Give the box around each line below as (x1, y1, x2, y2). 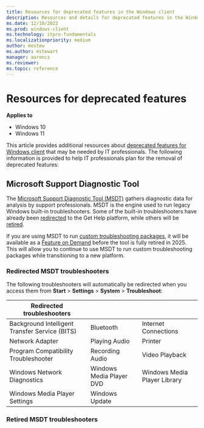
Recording (90, 347, 120, 356)
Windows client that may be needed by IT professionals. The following (6, 148, 182, 156)
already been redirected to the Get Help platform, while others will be (6, 214, 179, 222)
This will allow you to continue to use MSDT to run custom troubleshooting (6, 246, 192, 253)
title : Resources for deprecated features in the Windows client (6, 9, 175, 15)
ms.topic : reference (6, 65, 59, 72)
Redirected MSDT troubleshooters (6, 267, 109, 275)
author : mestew (6, 43, 45, 49)
